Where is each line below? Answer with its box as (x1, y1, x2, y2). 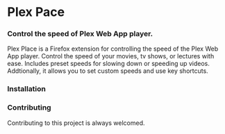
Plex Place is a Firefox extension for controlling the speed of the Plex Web (7, 44, 219, 53)
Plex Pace (7, 4, 65, 20)
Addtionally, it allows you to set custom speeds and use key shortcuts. (7, 67, 208, 75)
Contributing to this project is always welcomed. (7, 119, 145, 127)
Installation (7, 84, 47, 94)
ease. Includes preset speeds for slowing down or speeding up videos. (7, 60, 210, 68)
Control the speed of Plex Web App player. (7, 29, 153, 39)
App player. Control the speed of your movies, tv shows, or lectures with (7, 52, 215, 60)
